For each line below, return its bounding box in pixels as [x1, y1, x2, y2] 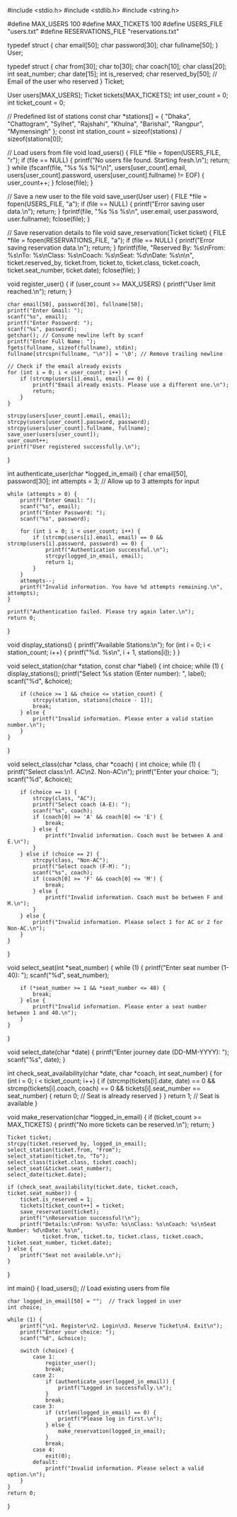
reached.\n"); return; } [7, 287, 72, 296]
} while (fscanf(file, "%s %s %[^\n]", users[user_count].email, [7, 163, 187, 172]
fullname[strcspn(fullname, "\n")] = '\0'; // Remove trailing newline [7, 350, 223, 357]
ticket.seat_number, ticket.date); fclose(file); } [7, 266, 140, 275]
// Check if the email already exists [7, 363, 122, 370]
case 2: [33, 1372, 55, 1379]
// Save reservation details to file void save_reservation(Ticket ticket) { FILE [7, 229, 226, 236]
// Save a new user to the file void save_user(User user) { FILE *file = [7, 192, 207, 200]
